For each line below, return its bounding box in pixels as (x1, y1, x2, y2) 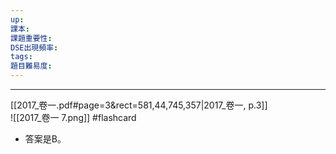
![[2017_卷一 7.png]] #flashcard (10, 112, 137, 123)
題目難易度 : (10, 61, 53, 71)
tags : (10, 52, 33, 62)
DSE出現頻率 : (10, 42, 59, 53)
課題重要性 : (10, 33, 53, 43)
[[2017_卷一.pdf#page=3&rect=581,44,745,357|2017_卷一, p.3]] (10, 99, 268, 111)
